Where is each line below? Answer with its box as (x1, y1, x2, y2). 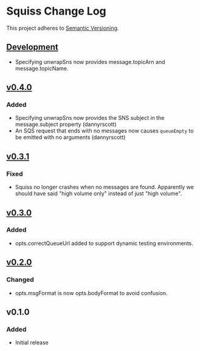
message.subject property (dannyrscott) (15, 120, 117, 128)
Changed (6, 276, 35, 284)
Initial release (15, 339, 49, 346)
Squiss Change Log (6, 4, 106, 18)
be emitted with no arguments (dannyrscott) (15, 134, 126, 141)
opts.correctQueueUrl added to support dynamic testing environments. (15, 239, 193, 247)
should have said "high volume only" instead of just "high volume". (15, 190, 182, 197)
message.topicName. (15, 64, 69, 72)
